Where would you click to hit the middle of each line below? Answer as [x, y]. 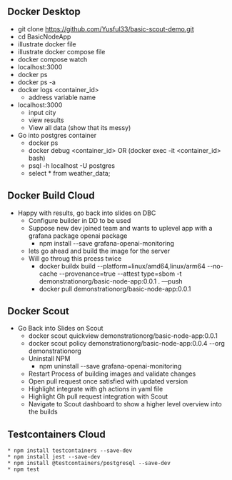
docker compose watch [52, 59]
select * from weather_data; [69, 173]
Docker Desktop [44, 12]
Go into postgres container [57, 135]
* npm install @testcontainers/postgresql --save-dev [89, 464]
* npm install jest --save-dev [54, 457]
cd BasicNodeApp [44, 36]
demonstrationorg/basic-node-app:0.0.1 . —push [111, 281]
